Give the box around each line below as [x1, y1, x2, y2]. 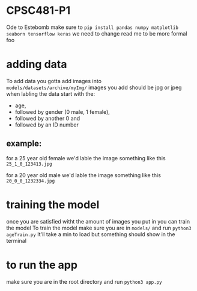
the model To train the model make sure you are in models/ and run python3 [6, 224, 192, 231]
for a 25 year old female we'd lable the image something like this [6, 154, 166, 161]
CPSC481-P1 [6, 4, 71, 17]
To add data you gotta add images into [6, 77, 102, 84]
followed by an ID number [14, 121, 79, 128]
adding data [6, 58, 67, 71]
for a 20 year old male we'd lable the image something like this [6, 171, 161, 178]
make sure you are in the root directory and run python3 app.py [6, 278, 162, 285]
